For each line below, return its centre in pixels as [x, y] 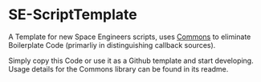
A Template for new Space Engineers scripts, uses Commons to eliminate [130, 37]
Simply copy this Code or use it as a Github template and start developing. [131, 61]
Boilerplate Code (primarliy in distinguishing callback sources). [112, 45]
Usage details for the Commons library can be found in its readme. [118, 68]
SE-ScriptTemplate [73, 15]
